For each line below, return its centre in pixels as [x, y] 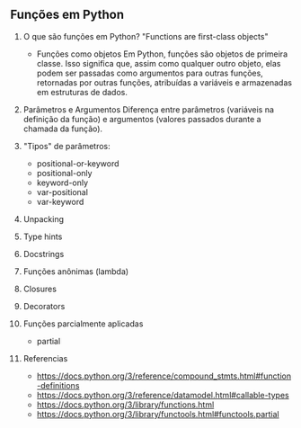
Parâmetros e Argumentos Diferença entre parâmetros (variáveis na [149, 109]
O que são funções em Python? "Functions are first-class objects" [146, 36]
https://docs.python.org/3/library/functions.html [125, 405]
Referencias [45, 358]
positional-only [64, 173]
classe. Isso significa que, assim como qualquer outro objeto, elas [159, 63]
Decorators [44, 306]
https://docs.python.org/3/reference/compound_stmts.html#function [164, 376]
